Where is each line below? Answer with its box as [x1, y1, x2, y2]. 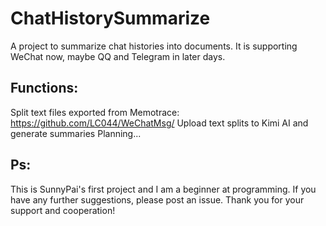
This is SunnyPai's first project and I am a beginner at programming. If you [10, 183, 317, 195]
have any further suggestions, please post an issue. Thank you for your [10, 193, 305, 206]
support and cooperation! [10, 204, 116, 216]
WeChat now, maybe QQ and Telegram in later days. [10, 50, 226, 62]
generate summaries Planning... [10, 127, 142, 139]
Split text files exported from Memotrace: [10, 106, 180, 118]
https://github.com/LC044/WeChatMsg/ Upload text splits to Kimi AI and [10, 117, 309, 129]
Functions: [10, 80, 79, 97]
